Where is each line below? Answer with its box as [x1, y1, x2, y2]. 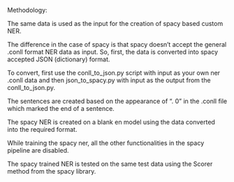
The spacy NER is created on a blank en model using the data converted [7, 118, 215, 126]
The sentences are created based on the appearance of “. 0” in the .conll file [7, 97, 228, 105]
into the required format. [7, 126, 78, 133]
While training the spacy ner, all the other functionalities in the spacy [7, 139, 205, 147]
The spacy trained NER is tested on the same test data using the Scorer [7, 160, 213, 168]
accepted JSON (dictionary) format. [7, 55, 110, 63]
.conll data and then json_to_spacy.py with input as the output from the [7, 76, 211, 84]
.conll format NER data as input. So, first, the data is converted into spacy [7, 48, 219, 56]
